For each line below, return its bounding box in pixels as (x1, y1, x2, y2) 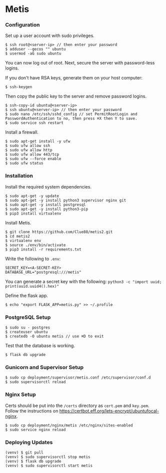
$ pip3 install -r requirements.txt (5, 246, 81, 252)
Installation (5, 172, 33, 179)
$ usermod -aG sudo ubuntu (5, 51, 61, 56)
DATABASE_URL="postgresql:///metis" (5, 269, 81, 274)
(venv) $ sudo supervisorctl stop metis (5, 454, 91, 459)
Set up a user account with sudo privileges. (5, 32, 95, 38)
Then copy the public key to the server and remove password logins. (5, 93, 146, 99)
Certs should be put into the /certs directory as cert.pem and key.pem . (5, 402, 149, 408)
